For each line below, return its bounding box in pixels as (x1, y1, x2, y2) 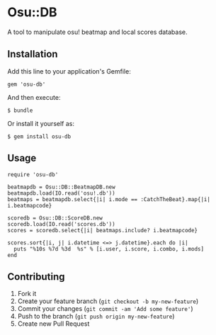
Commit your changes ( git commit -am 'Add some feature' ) (17, 305, 193, 313)
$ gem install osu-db (7, 132, 72, 140)
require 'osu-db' (7, 171, 59, 178)
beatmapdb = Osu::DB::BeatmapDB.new (7, 183, 115, 191)
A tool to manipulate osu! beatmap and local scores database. (7, 28, 188, 36)
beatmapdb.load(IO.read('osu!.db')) (7, 189, 115, 197)
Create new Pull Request (17, 319, 90, 328)
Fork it (17, 290, 37, 298)
